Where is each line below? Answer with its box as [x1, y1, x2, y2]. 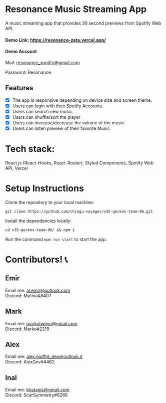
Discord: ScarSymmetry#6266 [5, 392, 68, 398]
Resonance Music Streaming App [5, 4, 146, 15]
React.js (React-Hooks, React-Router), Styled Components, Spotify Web [5, 159, 154, 166]
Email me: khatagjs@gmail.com [5, 387, 70, 393]
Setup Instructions [5, 183, 84, 194]
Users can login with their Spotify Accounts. [12, 103, 103, 109]
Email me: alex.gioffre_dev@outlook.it [5, 353, 83, 359]
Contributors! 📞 [5, 254, 68, 265]
